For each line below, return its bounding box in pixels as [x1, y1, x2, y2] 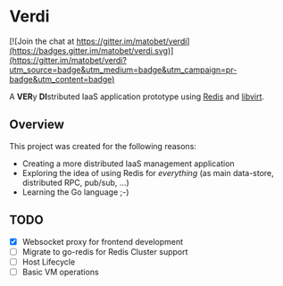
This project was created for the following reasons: [9, 140, 196, 151]
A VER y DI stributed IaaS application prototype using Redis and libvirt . [9, 91, 265, 102]
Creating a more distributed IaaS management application [21, 158, 235, 169]
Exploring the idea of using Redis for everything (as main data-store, [21, 167, 274, 178]
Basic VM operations [21, 266, 100, 277]
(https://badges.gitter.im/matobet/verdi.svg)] [9, 45, 174, 55]
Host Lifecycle [21, 257, 76, 267]
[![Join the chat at [9, 36, 75, 46]
